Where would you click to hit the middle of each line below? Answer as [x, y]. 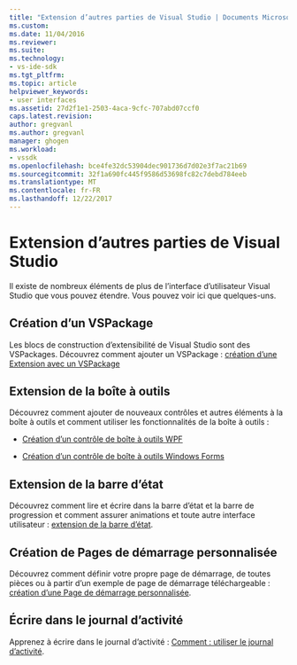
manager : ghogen [39, 141]
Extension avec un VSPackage [65, 364]
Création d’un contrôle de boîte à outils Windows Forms [123, 457]
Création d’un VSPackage [81, 323]
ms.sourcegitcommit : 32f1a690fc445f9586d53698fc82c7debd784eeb [128, 174]
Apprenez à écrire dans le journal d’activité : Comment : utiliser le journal [141, 642]
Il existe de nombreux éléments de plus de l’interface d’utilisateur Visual [140, 286]
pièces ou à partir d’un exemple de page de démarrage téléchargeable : [140, 583]
